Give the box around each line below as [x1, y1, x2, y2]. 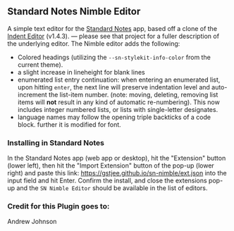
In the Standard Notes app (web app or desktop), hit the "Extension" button [7, 154, 226, 163]
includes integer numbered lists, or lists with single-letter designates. [17, 105, 218, 113]
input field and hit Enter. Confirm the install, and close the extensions [7, 176, 207, 185]
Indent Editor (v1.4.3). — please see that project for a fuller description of [7, 32, 220, 40]
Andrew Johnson [7, 218, 57, 226]
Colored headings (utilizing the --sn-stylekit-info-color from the [17, 53, 211, 61]
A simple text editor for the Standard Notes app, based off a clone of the [7, 24, 217, 32]
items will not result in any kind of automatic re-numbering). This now [17, 98, 220, 106]
